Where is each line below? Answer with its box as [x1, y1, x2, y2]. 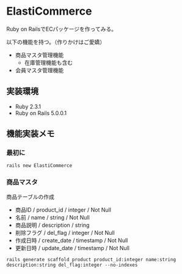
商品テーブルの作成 [6, 193, 55, 200]
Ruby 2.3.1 [15, 103, 42, 110]
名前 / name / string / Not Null [15, 213, 90, 221]
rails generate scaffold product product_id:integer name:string [6, 256, 176, 262]
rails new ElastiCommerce [6, 163, 72, 169]
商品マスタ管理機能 [15, 51, 64, 59]
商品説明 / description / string [15, 221, 90, 229]
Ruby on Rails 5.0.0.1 [15, 109, 67, 117]
